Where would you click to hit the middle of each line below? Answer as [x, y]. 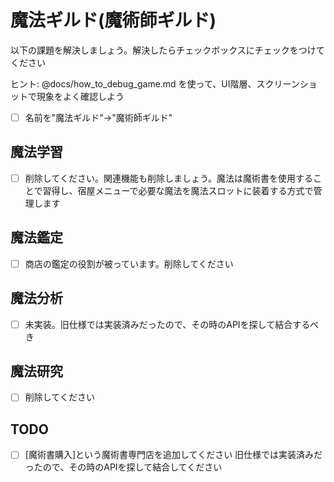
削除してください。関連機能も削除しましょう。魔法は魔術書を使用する [169, 178]
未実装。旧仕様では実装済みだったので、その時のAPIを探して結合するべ [172, 324]
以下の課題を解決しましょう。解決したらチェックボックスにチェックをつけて [167, 50]
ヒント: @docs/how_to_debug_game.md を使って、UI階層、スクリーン [155, 83]
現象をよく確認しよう [80, 96]
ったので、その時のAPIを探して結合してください [123, 467]
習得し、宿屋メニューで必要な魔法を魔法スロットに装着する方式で [178, 190]
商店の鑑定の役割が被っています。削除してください [129, 263]
